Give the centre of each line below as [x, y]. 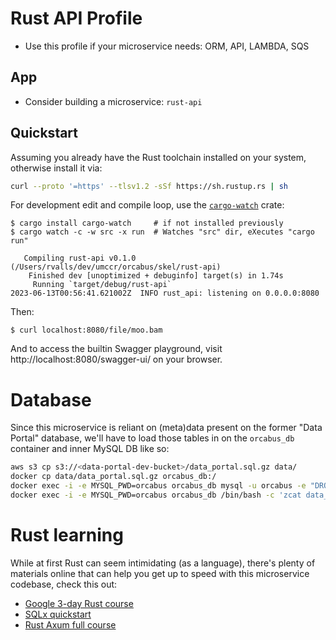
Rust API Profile [76, 18]
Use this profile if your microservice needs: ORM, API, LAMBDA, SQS [167, 46]
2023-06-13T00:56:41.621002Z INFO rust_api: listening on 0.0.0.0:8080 [165, 293]
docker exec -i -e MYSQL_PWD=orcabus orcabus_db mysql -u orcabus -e [158, 486]
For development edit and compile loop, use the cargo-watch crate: [147, 205]
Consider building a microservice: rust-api [113, 101]
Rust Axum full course [70, 624]
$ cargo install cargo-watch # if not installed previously [147, 223]
